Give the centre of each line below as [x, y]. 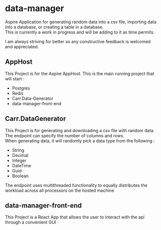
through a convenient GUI [31, 222]
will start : [15, 78]
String [18, 150]
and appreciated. [22, 46]
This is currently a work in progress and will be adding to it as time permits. [80, 32]
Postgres [21, 88]
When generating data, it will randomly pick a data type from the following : [80, 140]
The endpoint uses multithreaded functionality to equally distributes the [76, 185]
